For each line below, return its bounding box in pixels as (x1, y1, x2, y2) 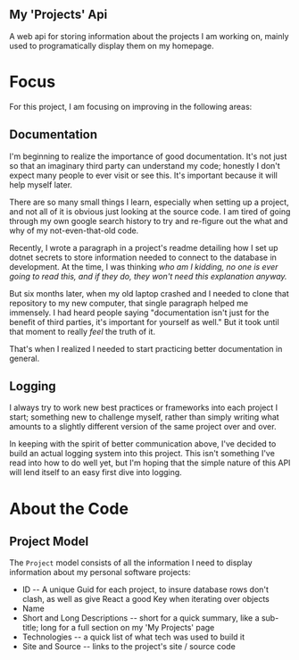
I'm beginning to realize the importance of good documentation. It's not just (9, 151, 287, 162)
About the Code (9, 498, 129, 519)
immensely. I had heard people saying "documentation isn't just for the (9, 307, 270, 318)
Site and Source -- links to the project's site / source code (21, 641, 237, 652)
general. (9, 353, 40, 363)
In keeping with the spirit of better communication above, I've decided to (9, 439, 277, 449)
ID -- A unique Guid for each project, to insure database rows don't (21, 584, 270, 595)
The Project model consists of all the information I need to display (9, 557, 253, 568)
